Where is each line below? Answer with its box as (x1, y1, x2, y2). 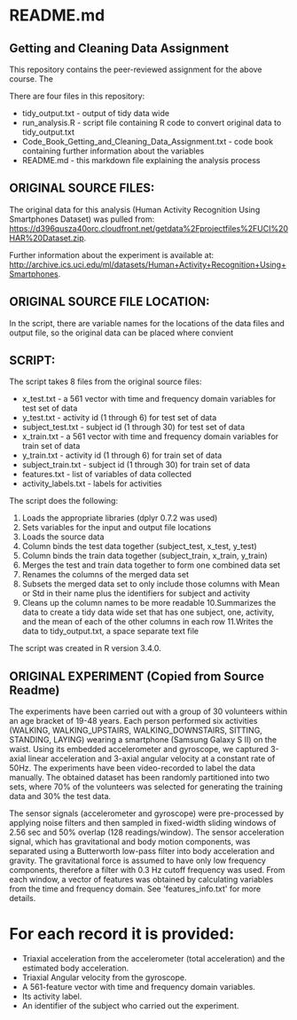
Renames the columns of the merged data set (21, 569, 189, 580)
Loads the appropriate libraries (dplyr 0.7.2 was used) (21, 513, 218, 523)
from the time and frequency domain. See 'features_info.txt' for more (9, 883, 262, 894)
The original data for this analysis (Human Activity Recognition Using (9, 204, 261, 215)
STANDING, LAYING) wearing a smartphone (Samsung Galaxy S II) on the (9, 734, 277, 745)
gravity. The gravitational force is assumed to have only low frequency (9, 855, 266, 866)
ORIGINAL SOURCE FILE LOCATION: (9, 294, 210, 310)
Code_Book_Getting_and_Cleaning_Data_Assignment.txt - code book (21, 137, 273, 146)
